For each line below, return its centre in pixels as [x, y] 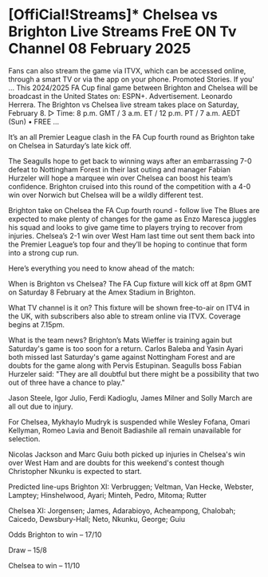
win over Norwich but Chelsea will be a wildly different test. [106, 195]
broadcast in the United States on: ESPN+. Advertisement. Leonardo [120, 96]
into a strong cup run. [44, 252]
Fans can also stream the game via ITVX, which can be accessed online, [127, 70]
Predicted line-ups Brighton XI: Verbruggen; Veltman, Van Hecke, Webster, [131, 486]
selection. [24, 439]
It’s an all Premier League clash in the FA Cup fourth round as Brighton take [132, 136]
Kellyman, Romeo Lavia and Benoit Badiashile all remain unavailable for [125, 430]
